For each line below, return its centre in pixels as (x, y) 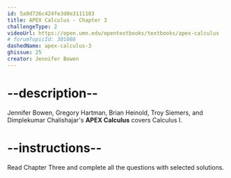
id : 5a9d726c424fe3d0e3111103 (51, 14)
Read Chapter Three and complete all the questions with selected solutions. (116, 167)
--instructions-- (55, 148)
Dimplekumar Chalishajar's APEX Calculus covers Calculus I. (95, 120)
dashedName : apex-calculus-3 (49, 46)
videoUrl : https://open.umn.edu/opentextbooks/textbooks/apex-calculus (113, 33)
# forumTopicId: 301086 (42, 40)
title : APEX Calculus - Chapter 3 (57, 20)
